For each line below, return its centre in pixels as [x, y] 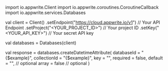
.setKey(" [150, 28]
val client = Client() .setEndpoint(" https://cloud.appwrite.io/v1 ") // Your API [83, 22]
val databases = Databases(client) [41, 43]
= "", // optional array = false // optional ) [48, 63]
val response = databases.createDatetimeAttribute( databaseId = [73, 53]
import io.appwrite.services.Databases [46, 13]
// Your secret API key [71, 33]
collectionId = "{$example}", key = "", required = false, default [98, 58]
